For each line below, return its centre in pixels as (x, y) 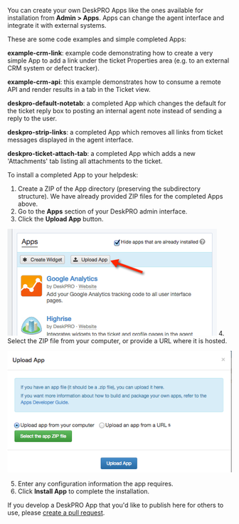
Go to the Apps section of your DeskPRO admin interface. (102, 211)
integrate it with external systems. (57, 25)
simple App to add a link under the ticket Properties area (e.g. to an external (118, 61)
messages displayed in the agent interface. (70, 140)
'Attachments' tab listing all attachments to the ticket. (85, 161)
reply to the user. (32, 118)
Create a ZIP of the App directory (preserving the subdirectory (109, 189)
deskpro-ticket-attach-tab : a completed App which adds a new (101, 153)
